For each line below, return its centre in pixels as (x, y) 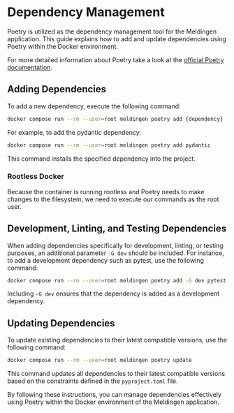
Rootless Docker (36, 177)
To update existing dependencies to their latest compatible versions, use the (117, 340)
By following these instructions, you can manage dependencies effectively (115, 395)
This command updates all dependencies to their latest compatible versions (116, 374)
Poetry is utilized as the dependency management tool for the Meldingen (112, 31)
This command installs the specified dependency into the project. (101, 159)
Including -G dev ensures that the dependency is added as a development (114, 294)
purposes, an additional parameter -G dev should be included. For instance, (116, 253)
